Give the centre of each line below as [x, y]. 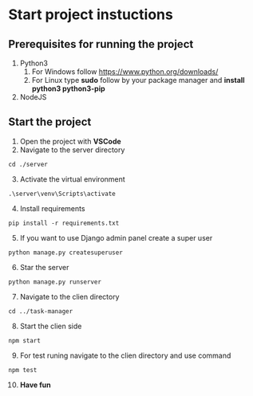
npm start [25, 340]
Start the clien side [51, 326]
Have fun [35, 385]
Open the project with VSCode [70, 141]
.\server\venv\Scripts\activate [62, 194]
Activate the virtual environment [72, 179]
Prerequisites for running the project [101, 44]
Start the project [50, 122]
